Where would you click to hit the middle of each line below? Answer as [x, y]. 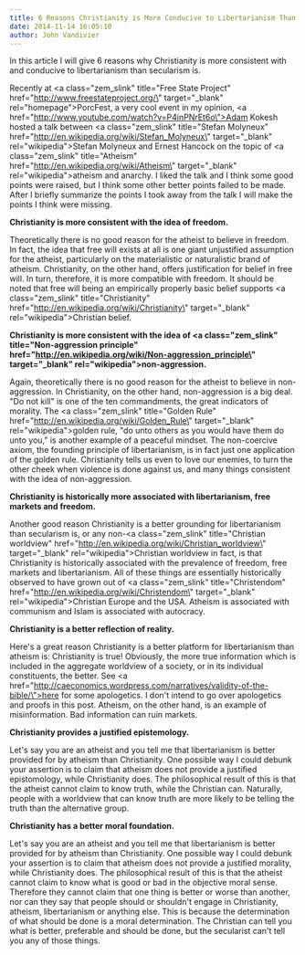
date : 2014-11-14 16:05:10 [61, 26]
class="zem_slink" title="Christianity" [80, 299]
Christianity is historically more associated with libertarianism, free [140, 497]
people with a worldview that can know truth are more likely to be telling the [152, 799]
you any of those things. [55, 940]
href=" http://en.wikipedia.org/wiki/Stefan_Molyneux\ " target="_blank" [141, 137]
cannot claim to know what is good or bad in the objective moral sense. [144, 883]
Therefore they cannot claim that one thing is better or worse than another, [150, 892]
